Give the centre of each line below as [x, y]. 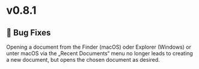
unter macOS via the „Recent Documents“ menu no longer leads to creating [100, 53]
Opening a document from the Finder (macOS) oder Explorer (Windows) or [99, 47]
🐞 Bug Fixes [29, 33]
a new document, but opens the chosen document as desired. [83, 60]
